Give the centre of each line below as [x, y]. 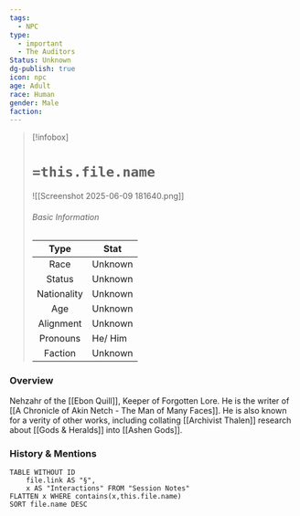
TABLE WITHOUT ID [43, 472]
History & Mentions [54, 453]
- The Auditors [47, 52]
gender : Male [34, 103]
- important [41, 43]
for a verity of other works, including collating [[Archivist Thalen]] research [150, 420]
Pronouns [60, 339]
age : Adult [30, 86]
